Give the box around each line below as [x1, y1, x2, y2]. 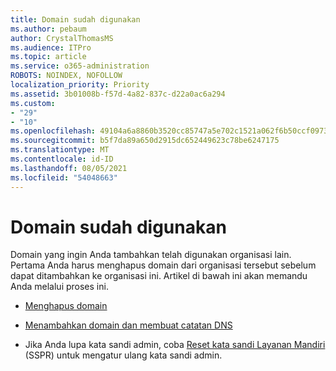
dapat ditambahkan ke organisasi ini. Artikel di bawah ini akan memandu [10, 270, 308, 282]
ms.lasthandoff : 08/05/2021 [10, 163, 128, 173]
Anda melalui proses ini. [10, 281, 109, 293]
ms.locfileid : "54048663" [10, 172, 118, 183]
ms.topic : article [10, 52, 87, 62]
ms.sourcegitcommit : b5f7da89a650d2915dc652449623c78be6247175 [10, 136, 280, 146]
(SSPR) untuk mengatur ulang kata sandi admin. [24, 349, 223, 361]
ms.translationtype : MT [10, 145, 110, 155]
